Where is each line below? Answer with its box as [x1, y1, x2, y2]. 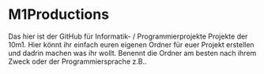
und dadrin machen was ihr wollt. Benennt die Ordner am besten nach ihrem [8, 48, 257, 57]
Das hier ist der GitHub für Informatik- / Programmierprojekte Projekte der [8, 31, 248, 41]
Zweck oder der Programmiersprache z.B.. [8, 57, 147, 66]
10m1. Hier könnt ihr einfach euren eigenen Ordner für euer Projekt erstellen [8, 39, 255, 49]
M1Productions [8, 6, 109, 24]
